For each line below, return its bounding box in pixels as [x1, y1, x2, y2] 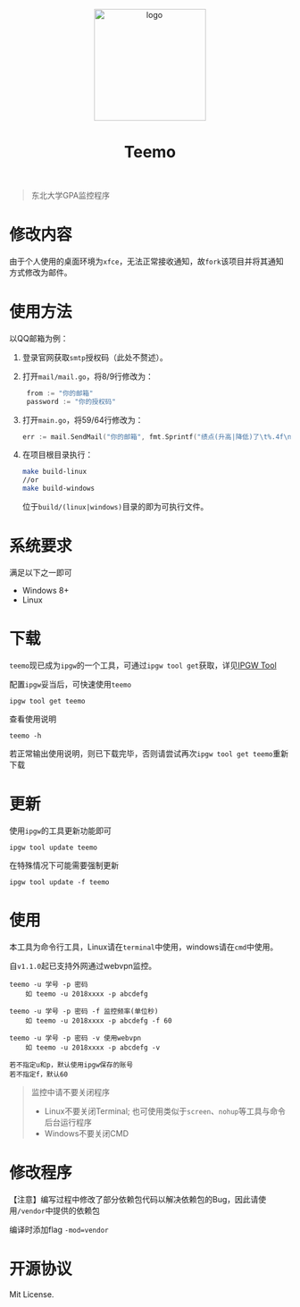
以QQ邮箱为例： [9, 333, 69, 343]
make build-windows [21, 484, 96, 493]
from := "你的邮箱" [26, 389, 94, 398]
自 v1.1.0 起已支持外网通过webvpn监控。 [9, 960, 157, 971]
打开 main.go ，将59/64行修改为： [21, 414, 144, 425]
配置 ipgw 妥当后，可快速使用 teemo [9, 679, 132, 689]
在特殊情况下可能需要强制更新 [9, 859, 119, 871]
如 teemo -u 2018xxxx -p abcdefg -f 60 [25, 1016, 172, 1025]
